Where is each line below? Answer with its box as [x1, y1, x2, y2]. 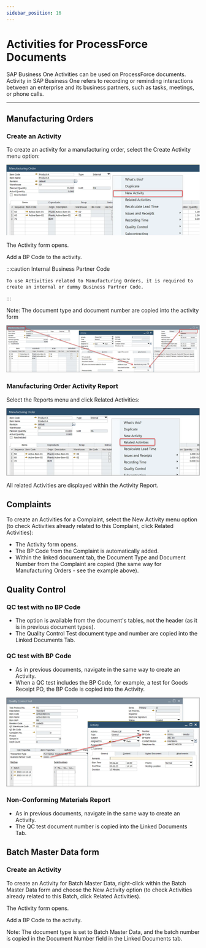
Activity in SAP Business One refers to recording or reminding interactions [6, 77, 193, 84]
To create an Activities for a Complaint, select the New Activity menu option [6, 516, 198, 523]
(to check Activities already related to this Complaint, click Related [6, 522, 174, 529]
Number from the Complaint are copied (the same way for [15, 560, 162, 567]
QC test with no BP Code [6, 603, 81, 612]
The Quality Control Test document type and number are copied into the [15, 630, 198, 637]
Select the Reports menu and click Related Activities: [6, 396, 140, 403]
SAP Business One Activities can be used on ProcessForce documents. [6, 71, 186, 78]
